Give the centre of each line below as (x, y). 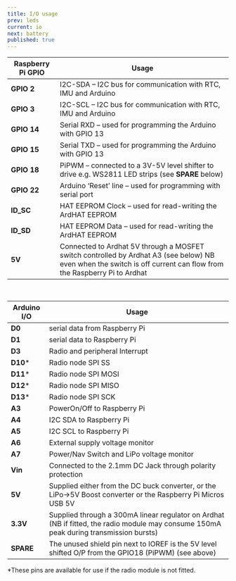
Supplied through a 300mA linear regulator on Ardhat (137, 515)
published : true (31, 40)
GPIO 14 (25, 130)
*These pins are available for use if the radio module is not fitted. (101, 570)
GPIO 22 (25, 190)
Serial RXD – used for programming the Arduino (138, 125)
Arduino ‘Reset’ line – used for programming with (140, 186)
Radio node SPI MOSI (84, 374)
